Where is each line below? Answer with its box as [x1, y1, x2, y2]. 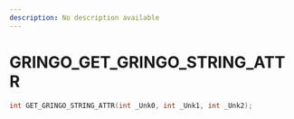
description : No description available [9, 13, 160, 23]
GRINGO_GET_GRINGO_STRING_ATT [9, 51, 286, 72]
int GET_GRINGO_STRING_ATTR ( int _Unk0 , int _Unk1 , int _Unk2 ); [9, 101, 253, 110]
